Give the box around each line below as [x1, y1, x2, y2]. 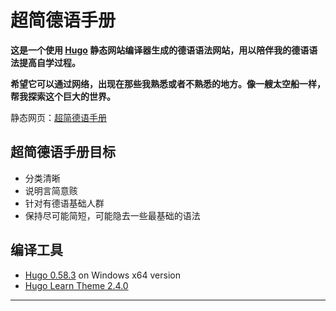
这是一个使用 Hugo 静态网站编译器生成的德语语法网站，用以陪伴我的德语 [10, 44, 310, 56]
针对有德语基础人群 [24, 197, 105, 209]
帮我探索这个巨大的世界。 [10, 90, 116, 102]
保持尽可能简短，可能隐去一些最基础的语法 [24, 209, 201, 221]
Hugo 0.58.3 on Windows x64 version [24, 269, 181, 281]
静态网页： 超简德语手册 [10, 111, 107, 123]
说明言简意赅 [24, 184, 78, 196]
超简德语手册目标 [10, 144, 116, 161]
